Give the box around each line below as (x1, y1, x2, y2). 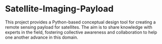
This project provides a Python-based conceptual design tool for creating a (5, 19, 156, 25)
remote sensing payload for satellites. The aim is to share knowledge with (5, 24, 152, 30)
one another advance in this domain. (5, 34, 79, 40)
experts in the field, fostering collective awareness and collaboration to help (5, 29, 157, 35)
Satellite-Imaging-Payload (5, 3, 114, 14)
